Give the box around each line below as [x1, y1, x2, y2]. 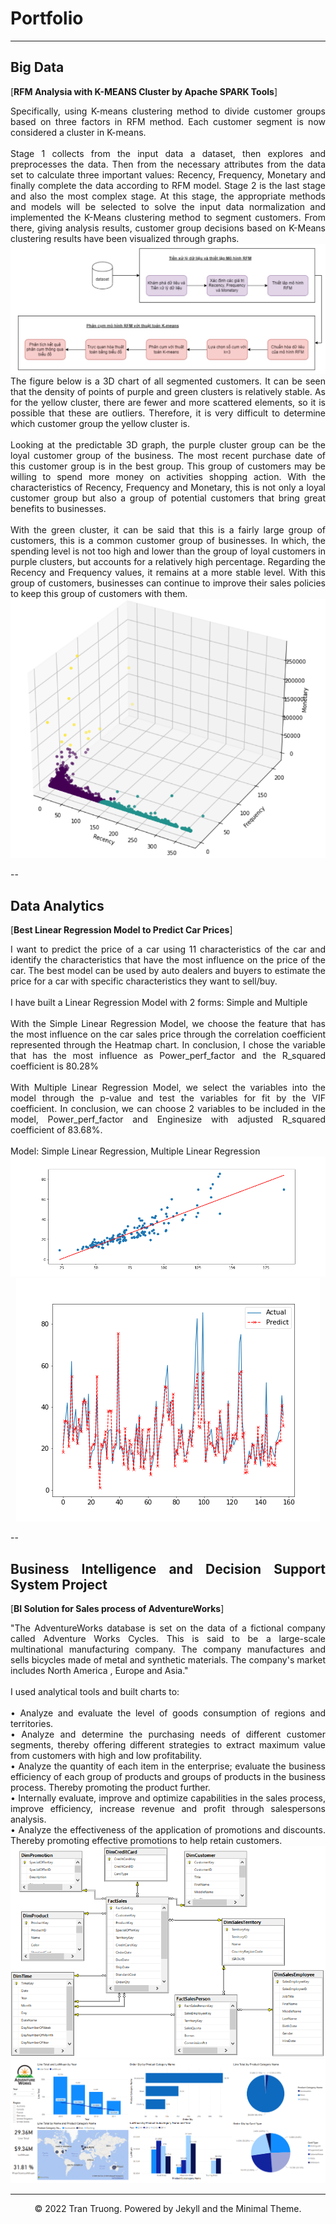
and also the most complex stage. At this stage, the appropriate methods [10, 190, 326, 202]
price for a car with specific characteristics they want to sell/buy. [10, 975, 278, 987]
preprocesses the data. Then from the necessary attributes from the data [10, 158, 326, 170]
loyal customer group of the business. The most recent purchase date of [10, 449, 326, 461]
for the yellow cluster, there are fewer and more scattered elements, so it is [10, 396, 326, 408]
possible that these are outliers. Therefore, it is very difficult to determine [10, 407, 326, 419]
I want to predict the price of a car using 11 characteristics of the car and [10, 943, 326, 956]
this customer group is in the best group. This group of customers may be [10, 460, 326, 472]
